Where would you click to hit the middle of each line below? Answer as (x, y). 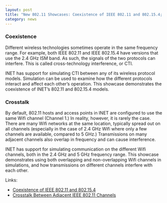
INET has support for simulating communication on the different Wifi (76, 149)
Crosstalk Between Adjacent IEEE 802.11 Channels (64, 195)
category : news (21, 19)
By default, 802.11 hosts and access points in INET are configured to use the (84, 112)
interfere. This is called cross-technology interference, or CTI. (69, 63)
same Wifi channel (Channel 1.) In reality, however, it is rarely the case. (78, 118)
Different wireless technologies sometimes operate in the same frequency (81, 47)
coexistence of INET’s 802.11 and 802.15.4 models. (57, 89)
